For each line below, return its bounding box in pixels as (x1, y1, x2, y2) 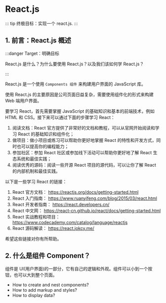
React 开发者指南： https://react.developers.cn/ (12, 201, 110, 207)
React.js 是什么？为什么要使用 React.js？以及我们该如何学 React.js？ (5, 61, 144, 67)
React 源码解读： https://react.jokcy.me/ (12, 225, 95, 231)
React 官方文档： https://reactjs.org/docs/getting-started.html (12, 189, 139, 195)
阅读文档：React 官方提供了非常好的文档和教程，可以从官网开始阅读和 (12, 125, 156, 130)
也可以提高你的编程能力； (16, 143, 69, 149)
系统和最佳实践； (16, 156, 52, 162)
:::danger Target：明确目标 (5, 50, 59, 56)
